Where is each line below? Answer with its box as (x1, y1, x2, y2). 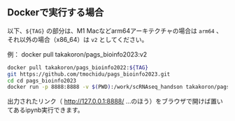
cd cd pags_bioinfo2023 (7, 77, 77, 84)
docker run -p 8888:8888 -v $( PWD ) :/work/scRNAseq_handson (7, 83, 183, 91)
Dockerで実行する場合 (7, 6, 104, 19)
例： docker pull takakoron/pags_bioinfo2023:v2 (7, 50, 148, 58)
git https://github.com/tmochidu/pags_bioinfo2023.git (7, 71, 171, 78)
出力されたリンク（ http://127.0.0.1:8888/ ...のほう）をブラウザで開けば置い (7, 97, 224, 106)
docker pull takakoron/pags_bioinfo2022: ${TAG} (7, 64, 149, 71)
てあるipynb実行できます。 (7, 106, 84, 114)
